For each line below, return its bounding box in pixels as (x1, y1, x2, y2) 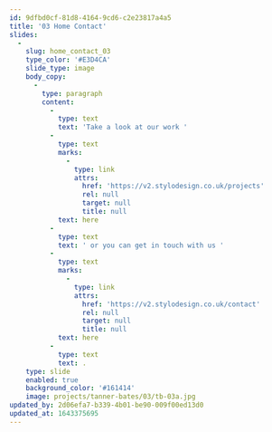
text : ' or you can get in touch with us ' (57, 241, 224, 250)
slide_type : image (25, 64, 95, 73)
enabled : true (25, 375, 79, 385)
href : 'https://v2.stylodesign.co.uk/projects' (81, 182, 265, 191)
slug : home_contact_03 (25, 47, 111, 56)
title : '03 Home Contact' (9, 22, 107, 31)
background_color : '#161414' (25, 384, 136, 393)
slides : (9, 30, 39, 39)
